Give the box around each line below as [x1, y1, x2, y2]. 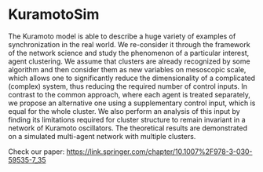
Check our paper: [8, 147, 65, 156]
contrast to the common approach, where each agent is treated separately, [8, 90, 251, 99]
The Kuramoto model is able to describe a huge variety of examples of [8, 31, 236, 41]
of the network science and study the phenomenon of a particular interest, [8, 48, 250, 57]
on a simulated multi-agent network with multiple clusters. [8, 131, 196, 141]
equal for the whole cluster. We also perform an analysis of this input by [8, 106, 241, 115]
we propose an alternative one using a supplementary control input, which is [8, 98, 256, 108]
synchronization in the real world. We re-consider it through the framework [8, 39, 250, 49]
